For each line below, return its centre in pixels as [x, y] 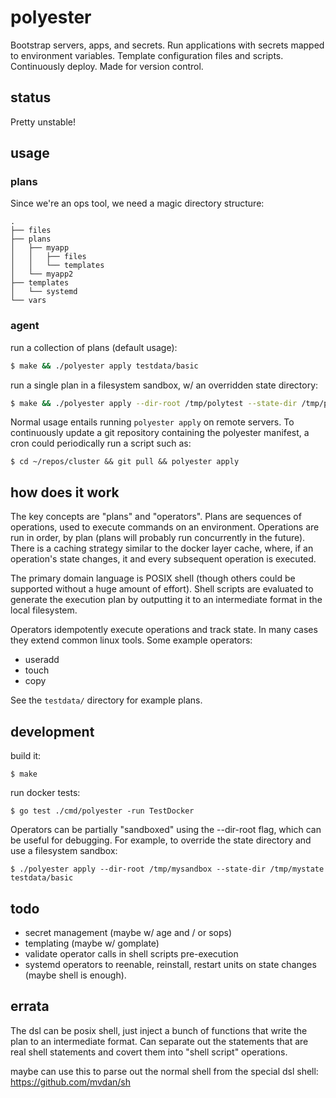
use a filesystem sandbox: [64, 851]
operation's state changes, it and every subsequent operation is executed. [163, 559]
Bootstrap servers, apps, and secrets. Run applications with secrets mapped [167, 45]
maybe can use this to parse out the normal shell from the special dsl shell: [164, 1071]
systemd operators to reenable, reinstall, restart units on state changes [170, 964]
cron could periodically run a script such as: [101, 443]
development [52, 731]
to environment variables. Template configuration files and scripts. [147, 55]
